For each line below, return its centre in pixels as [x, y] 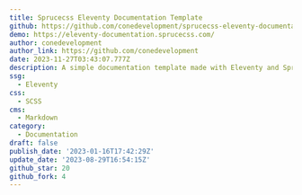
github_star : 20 [40, 168]
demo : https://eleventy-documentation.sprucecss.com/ [112, 34]
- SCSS [30, 101]
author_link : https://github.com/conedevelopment [104, 51]
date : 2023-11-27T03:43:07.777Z [70, 59]
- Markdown [38, 118]
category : [28, 127]
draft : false [34, 143]
